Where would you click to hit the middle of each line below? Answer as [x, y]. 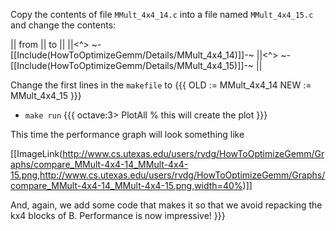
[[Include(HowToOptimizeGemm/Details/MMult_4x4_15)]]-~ [132, 65]
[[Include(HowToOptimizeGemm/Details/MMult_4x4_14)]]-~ [132, 55]
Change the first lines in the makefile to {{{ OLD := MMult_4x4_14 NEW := [161, 85]
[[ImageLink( [36, 153]
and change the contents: [63, 25]
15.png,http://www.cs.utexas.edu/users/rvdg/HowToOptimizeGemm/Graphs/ [168, 175]
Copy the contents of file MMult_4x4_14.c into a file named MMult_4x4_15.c [162, 14]
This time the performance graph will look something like [127, 134]
